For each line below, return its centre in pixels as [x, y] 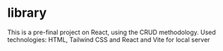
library [27, 13]
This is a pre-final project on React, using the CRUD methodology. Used [112, 32]
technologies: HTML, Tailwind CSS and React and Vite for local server [109, 39]
